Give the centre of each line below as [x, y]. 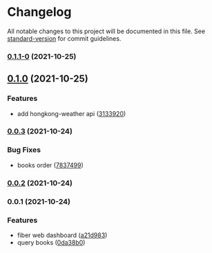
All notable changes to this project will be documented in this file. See [106, 31]
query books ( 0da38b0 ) [51, 242]
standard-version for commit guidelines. [64, 38]
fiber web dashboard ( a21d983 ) [62, 235]
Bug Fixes [24, 150]
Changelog [39, 12]
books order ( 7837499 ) [50, 165]
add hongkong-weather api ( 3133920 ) [71, 113]
